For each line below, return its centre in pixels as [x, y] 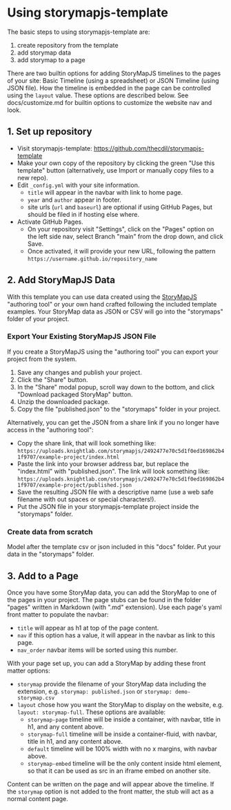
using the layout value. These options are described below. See [98, 95]
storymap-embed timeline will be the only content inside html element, [124, 763]
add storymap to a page [51, 59]
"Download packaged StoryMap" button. [75, 394]
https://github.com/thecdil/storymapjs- [149, 148]
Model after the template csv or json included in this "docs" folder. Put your [114, 547]
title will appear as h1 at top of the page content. [88, 628]
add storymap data [44, 52]
